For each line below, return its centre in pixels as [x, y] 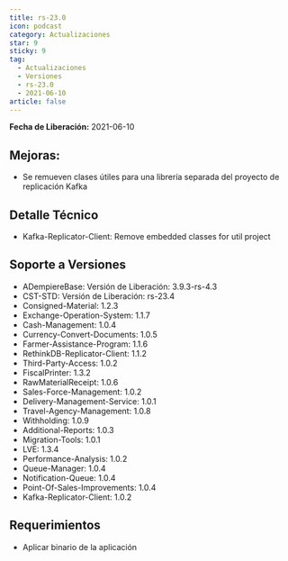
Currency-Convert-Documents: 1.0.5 [90, 334]
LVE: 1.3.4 [40, 449]
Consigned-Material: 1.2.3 [70, 305]
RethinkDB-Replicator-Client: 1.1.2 [84, 353]
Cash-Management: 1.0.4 [69, 324]
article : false [38, 101]
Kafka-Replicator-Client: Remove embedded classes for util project [147, 236]
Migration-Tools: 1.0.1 [61, 439]
